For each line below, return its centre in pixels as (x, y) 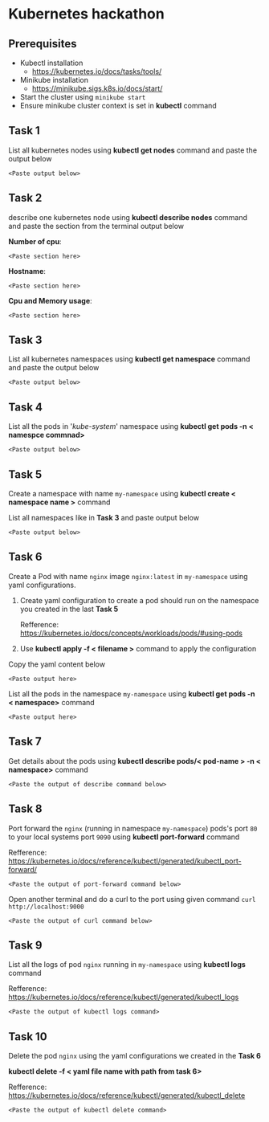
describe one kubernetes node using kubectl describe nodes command (128, 217)
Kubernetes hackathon (86, 14)
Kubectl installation (51, 63)
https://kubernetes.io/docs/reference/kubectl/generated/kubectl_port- (125, 861)
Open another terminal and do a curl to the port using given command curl (132, 899)
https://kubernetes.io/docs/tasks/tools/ (97, 71)
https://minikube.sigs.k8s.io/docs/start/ (97, 88)
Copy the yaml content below (57, 664)
